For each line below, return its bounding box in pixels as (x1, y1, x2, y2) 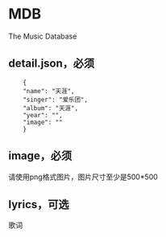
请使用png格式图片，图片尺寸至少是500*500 (8, 172, 159, 182)
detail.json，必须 (8, 57, 95, 71)
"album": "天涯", (23, 104, 79, 112)
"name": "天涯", (23, 87, 75, 95)
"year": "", (23, 111, 63, 119)
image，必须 (8, 149, 73, 163)
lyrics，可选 (8, 198, 70, 211)
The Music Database (8, 31, 77, 41)
